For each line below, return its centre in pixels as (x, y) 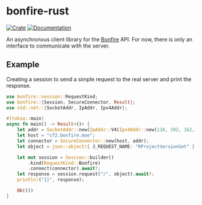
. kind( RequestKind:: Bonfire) (64, 163)
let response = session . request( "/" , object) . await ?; (86, 174)
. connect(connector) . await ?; (64, 169)
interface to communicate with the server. (58, 46)
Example (23, 65)
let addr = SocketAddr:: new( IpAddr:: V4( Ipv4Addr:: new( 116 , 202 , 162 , (106, 130)
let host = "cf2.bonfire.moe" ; (56, 135)
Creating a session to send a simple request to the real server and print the (99, 79)
